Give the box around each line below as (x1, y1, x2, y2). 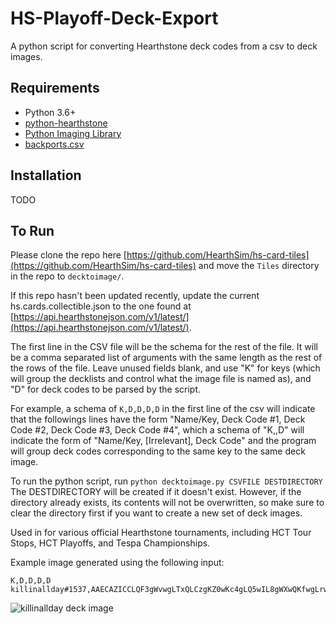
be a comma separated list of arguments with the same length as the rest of (10, 352, 323, 364)
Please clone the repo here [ (10, 249, 127, 261)
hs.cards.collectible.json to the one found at (10, 300, 192, 312)
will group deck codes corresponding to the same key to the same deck (10, 445, 306, 457)
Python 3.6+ (24, 106, 77, 118)
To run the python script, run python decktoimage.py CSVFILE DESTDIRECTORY (10, 475, 323, 487)
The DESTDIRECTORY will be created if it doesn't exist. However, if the (10, 486, 302, 498)
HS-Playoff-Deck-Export (10, 7, 219, 30)
